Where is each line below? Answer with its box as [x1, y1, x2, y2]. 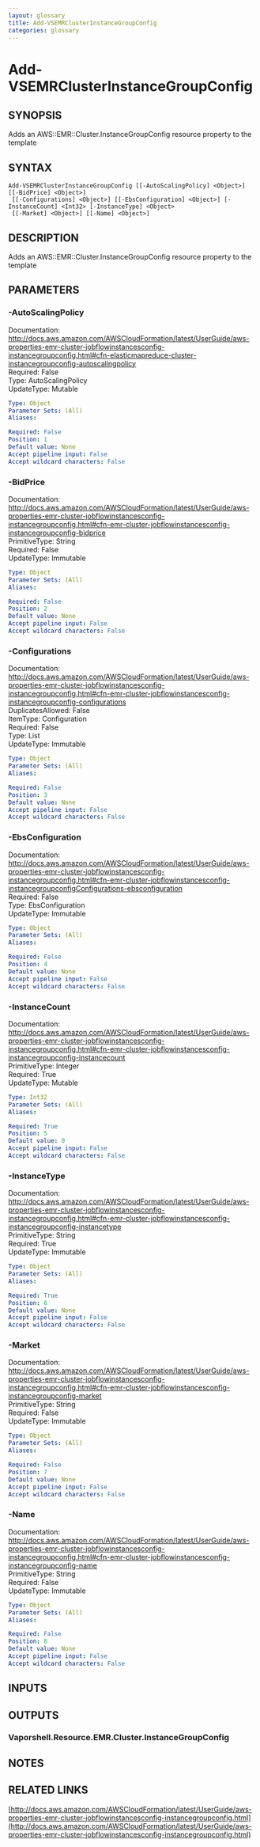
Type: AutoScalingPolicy [8, 375, 88, 385]
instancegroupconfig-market [8, 1391, 102, 1401]
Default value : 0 [8, 1137, 66, 1145]
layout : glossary [8, 11, 66, 20]
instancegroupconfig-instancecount [8, 1052, 126, 1062]
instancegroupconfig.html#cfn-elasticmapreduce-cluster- [8, 350, 197, 360]
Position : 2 [8, 605, 47, 613]
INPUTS [8, 1682, 47, 1695]
